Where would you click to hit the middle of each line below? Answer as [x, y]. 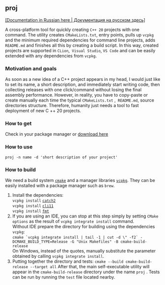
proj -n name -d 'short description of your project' [62, 157]
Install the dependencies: [38, 195]
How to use [19, 147]
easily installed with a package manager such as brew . [60, 185]
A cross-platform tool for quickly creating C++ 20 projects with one [72, 30]
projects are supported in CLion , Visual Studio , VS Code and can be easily [80, 50]
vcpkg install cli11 [33, 206]
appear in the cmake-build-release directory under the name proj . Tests [86, 272]
